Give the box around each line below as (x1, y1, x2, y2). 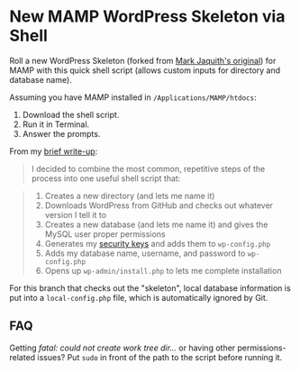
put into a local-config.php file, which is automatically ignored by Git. (9, 292, 268, 303)
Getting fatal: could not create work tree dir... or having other (9, 342, 236, 353)
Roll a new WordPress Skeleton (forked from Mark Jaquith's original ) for (9, 55, 277, 66)
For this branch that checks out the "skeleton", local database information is (9, 282, 291, 294)
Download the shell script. (22, 109, 120, 120)
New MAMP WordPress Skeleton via (9, 6, 286, 27)
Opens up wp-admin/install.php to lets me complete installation (44, 265, 282, 276)
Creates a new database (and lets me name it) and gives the (44, 219, 268, 230)
